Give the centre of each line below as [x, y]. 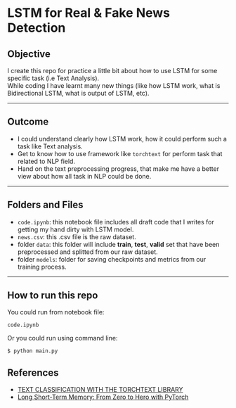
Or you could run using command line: [63, 338]
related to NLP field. [46, 161]
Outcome [28, 122]
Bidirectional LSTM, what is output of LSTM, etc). [78, 93]
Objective [29, 54]
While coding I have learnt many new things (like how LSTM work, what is [114, 85]
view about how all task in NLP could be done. [84, 176]
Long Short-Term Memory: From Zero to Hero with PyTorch [103, 397]
